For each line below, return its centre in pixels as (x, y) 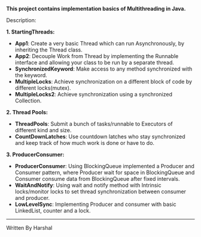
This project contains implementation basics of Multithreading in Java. (96, 9)
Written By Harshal (29, 228)
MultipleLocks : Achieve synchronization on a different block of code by (103, 81)
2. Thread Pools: (27, 112)
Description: (21, 20)
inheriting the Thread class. (48, 50)
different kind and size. (43, 130)
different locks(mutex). (43, 88)
